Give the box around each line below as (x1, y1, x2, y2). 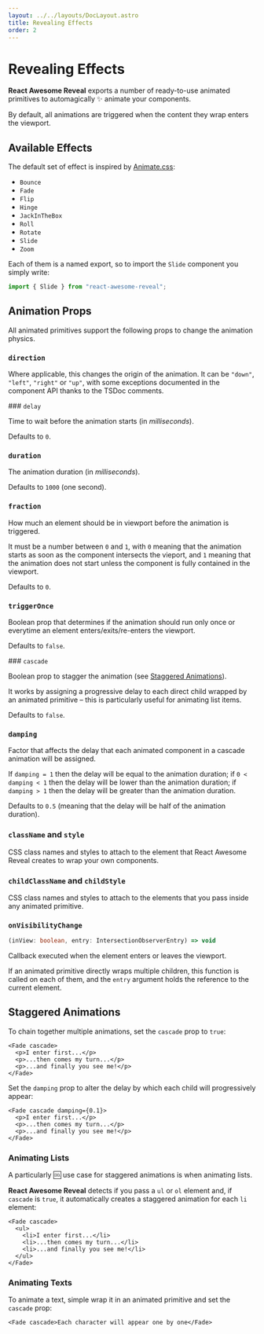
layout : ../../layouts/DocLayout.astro (8, 11, 139, 20)
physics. (8, 333, 35, 343)
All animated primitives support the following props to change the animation (8, 325, 254, 335)
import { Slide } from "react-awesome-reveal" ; (8, 283, 167, 291)
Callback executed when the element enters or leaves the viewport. (8, 951, 227, 961)
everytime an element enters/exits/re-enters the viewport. (8, 626, 196, 635)
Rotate (19, 229, 42, 237)
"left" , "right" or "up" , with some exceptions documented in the (8, 378, 220, 388)
